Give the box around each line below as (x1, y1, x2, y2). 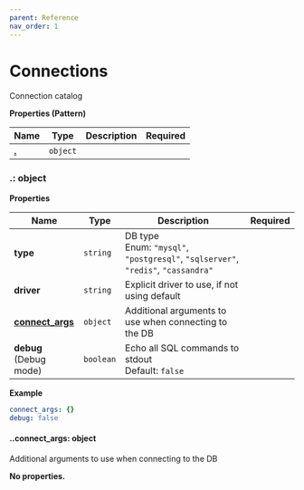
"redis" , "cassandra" (125, 264, 214, 276)
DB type (125, 229, 160, 242)
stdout (125, 352, 152, 365)
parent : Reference (9, 13, 79, 23)
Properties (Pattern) (9, 108, 86, 119)
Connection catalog (9, 91, 83, 101)
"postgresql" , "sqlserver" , (125, 252, 240, 264)
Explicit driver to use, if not (125, 278, 239, 291)
